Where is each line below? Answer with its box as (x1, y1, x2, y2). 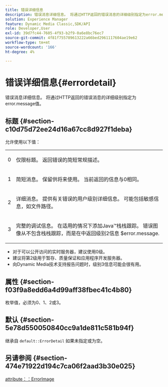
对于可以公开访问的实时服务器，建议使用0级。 (12, 249, 107, 255)
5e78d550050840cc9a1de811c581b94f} (5, 324, 134, 332)
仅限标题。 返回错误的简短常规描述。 (15, 157, 102, 164)
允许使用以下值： (5, 139, 40, 145)
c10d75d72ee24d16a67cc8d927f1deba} (5, 125, 132, 134)
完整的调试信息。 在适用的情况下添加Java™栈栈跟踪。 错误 (15, 222, 153, 229)
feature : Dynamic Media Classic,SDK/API (5, 21, 91, 27)
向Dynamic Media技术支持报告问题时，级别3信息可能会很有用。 (12, 262, 144, 268)
